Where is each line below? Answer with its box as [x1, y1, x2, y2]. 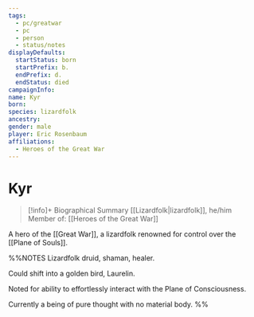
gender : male [8, 123, 52, 131]
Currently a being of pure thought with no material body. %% [8, 299, 209, 309]
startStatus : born [15, 57, 77, 65]
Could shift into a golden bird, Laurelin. [8, 268, 135, 279]
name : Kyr [8, 93, 41, 101]
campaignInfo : [8, 85, 56, 94]
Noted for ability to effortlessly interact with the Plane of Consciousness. [8, 284, 247, 294]
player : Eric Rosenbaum [8, 130, 88, 138]
